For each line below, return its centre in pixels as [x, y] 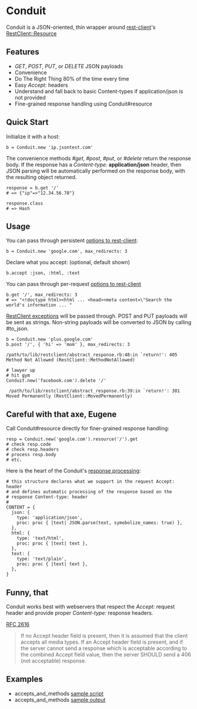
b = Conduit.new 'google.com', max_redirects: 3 [67, 252]
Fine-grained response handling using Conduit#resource [84, 104]
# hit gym [18, 375]
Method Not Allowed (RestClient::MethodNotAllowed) [71, 360]
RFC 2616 [18, 624]
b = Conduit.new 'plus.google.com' [50, 339]
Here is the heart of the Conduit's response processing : [74, 471]
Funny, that [27, 593]
